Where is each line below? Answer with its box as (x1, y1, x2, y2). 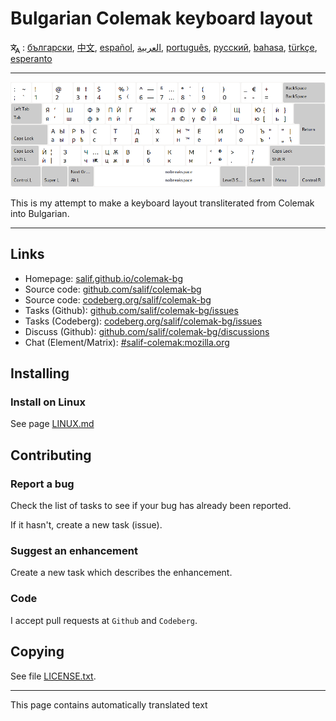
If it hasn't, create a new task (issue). (10, 519, 163, 531)
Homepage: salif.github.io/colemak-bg (24, 272, 184, 284)
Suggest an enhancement (10, 544, 138, 558)
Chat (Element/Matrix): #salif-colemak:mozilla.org (24, 336, 230, 348)
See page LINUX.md (10, 418, 95, 430)
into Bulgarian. (10, 207, 70, 219)
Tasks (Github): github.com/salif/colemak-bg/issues (24, 304, 239, 316)
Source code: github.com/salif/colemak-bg (24, 283, 202, 295)
